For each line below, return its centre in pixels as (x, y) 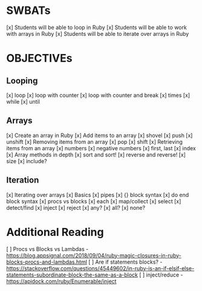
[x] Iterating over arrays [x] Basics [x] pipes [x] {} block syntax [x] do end (98, 195)
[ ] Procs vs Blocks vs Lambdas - (47, 249)
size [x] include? (27, 161)
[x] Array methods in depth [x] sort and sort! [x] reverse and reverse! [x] (96, 155)
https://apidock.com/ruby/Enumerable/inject (61, 281)
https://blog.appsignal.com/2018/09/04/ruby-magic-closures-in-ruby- (94, 255)
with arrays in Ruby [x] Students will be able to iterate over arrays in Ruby (98, 33)
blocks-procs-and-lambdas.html (47, 262)
